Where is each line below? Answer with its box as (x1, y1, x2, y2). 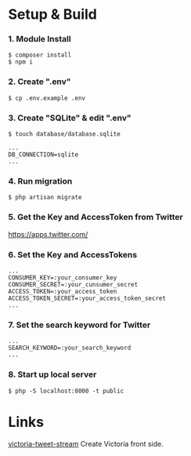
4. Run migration (8, 176, 73, 186)
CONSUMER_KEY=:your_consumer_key (8, 273, 117, 282)
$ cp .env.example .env (8, 94, 86, 102)
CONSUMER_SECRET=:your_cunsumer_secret (8, 280, 139, 288)
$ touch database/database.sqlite (8, 130, 121, 138)
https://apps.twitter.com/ (8, 229, 88, 239)
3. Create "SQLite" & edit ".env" (8, 112, 132, 123)
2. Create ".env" (8, 76, 71, 87)
